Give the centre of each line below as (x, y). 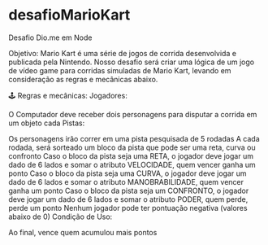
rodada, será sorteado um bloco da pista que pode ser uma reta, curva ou (132, 147)
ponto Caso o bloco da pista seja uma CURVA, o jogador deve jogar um (128, 173)
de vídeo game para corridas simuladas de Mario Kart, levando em (120, 70)
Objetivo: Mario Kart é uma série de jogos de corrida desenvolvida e (123, 53)
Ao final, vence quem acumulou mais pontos (83, 232)
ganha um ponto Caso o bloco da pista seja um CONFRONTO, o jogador (129, 190)
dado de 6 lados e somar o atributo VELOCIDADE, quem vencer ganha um (132, 164)
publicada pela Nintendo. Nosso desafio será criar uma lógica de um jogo (131, 62)
